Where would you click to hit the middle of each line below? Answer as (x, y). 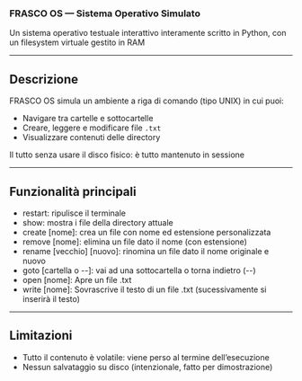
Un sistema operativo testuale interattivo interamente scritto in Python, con (148, 33)
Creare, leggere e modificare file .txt (92, 128)
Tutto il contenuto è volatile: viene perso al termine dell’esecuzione (146, 357)
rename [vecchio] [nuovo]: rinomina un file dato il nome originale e (146, 251)
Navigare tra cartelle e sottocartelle (88, 119)
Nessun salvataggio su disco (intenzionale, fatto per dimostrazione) (147, 367)
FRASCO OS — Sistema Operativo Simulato (105, 13)
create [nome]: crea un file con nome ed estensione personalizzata (147, 232)
